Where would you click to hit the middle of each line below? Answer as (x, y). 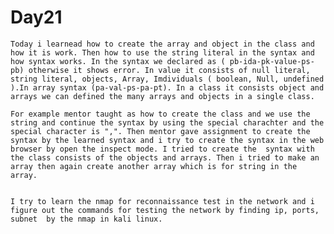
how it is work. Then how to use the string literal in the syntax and (162, 52)
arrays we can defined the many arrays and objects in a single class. (162, 96)
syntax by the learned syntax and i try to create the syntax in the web (167, 140)
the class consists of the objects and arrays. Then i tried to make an (165, 157)
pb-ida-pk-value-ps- (272, 61)
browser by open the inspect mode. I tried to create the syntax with (162, 149)
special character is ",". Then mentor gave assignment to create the (160, 131)
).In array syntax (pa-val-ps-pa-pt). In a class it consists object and (167, 87)
